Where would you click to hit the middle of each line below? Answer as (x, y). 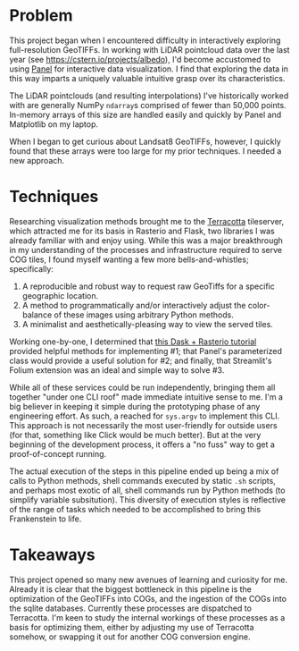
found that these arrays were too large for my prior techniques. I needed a (145, 151)
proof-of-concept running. (58, 453)
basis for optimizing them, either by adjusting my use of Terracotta (132, 627)
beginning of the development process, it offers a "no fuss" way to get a (142, 444)
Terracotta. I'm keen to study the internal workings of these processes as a (147, 617)
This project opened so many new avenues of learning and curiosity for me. (149, 579)
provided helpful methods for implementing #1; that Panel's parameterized (146, 351)
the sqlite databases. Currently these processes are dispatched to (131, 608)
